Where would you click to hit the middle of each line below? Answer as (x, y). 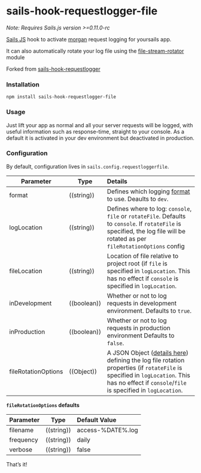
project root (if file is (137, 264)
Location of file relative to (143, 256)
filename (22, 430)
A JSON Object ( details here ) (148, 352)
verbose (21, 450)
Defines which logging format (148, 191)
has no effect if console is (143, 279)
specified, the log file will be (146, 231)
